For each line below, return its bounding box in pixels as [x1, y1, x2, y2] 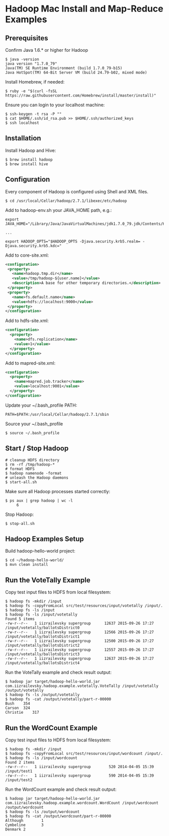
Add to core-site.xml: [5, 252, 49, 258]
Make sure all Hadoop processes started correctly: [5, 488, 111, 494]
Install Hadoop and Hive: [5, 147, 56, 154]
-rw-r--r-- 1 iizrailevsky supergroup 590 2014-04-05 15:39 [5, 773, 154, 778]
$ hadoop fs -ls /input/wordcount [5, 755, 78, 761]
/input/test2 [5, 778, 33, 783]
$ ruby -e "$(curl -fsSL [5, 89, 57, 94]
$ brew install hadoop [5, 157, 53, 162]
